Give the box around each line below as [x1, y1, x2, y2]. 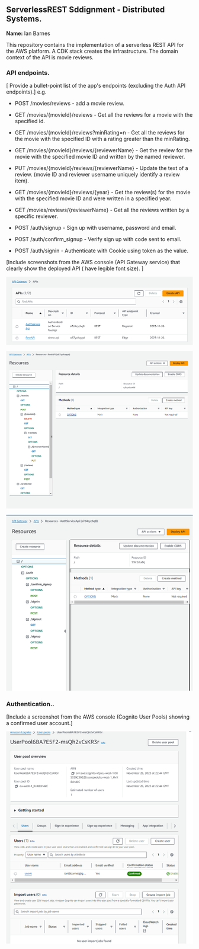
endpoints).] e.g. [6, 88, 47, 95]
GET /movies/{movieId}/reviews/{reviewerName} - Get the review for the [14, 147, 192, 154]
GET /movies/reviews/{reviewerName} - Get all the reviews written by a [14, 207, 190, 214]
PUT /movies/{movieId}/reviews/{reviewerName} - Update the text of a [14, 165, 188, 172]
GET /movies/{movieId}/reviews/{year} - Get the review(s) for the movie [14, 189, 191, 196]
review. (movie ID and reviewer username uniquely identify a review [14, 171, 180, 178]
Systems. [6, 14, 43, 24]
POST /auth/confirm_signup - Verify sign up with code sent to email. [14, 236, 182, 243]
